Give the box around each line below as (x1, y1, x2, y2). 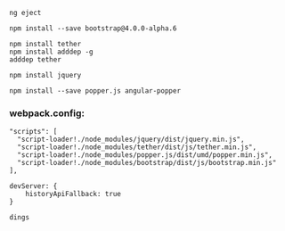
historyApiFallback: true (25, 190, 122, 199)
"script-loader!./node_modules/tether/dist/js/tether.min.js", (17, 143, 256, 152)
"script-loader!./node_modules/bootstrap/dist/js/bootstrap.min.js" (17, 159, 277, 168)
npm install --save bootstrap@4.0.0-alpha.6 (9, 24, 177, 33)
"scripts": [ (9, 128, 58, 136)
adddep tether (9, 55, 62, 64)
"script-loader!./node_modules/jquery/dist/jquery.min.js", (17, 135, 245, 144)
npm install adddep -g (9, 47, 94, 56)
